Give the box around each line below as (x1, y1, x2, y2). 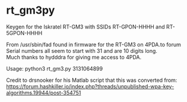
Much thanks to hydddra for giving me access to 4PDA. (6, 53, 141, 60)
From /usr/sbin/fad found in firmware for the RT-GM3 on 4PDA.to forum (6, 41, 181, 48)
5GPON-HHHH (6, 29, 43, 36)
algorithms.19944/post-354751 (6, 89, 81, 96)
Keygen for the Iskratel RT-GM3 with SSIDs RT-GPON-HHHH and (6, 23, 165, 30)
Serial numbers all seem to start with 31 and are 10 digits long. (6, 47, 157, 54)
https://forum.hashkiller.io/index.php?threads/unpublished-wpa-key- (6, 82, 175, 90)
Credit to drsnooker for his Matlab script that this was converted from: (6, 76, 178, 84)
